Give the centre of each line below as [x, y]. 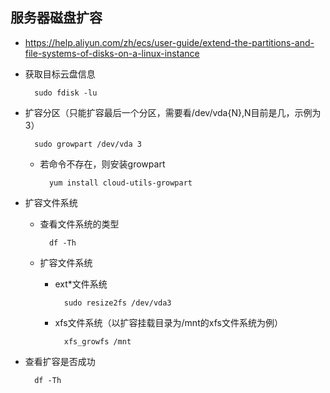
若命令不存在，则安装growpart [102, 164]
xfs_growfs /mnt [97, 341]
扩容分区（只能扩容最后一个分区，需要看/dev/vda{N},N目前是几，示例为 [173, 112]
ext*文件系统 [81, 284]
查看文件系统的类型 [79, 224]
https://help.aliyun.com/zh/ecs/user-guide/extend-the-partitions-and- [169, 42]
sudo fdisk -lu [66, 93]
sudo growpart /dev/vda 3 [88, 144]
